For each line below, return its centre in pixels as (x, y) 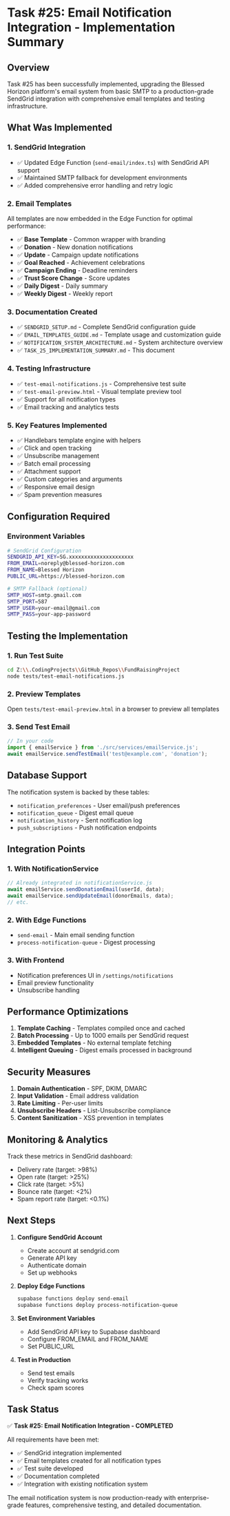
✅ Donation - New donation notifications (75, 247)
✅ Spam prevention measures (60, 494)
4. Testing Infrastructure (49, 368)
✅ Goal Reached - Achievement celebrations (81, 262)
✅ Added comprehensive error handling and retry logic (95, 185)
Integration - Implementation (91, 27)
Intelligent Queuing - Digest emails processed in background (104, 1050)
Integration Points (46, 849)
